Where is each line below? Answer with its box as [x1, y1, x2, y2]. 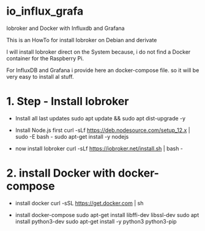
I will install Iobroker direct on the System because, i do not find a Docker [6, 48, 191, 56]
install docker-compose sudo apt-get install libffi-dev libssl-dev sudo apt [15, 211, 199, 218]
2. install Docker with [6, 166, 116, 180]
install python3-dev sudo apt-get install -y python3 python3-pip [15, 218, 177, 225]
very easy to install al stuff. [6, 73, 74, 80]
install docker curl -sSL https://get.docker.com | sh [15, 199, 144, 207]
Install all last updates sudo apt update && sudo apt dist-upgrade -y [15, 114, 185, 122]
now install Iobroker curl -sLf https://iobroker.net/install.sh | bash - [15, 145, 184, 152]
